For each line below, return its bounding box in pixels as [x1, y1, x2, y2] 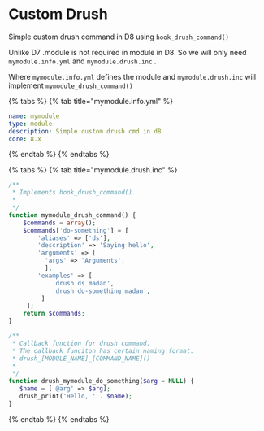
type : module [8, 120, 53, 128]
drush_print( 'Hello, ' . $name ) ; [19, 392, 132, 401]
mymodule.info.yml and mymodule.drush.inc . [8, 56, 157, 66]
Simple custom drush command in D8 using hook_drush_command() [8, 32, 230, 41]
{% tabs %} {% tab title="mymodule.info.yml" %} [8, 96, 173, 106]
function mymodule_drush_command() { [8, 211, 136, 220]
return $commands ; [23, 310, 85, 318]
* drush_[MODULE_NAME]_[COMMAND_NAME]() [11, 355, 151, 363]
